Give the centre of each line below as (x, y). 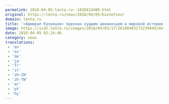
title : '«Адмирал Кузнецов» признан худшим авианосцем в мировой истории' (85, 24)
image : (12, 28)
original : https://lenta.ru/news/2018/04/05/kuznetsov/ (65, 14)
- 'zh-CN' (18, 75)
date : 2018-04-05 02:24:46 (33, 33)
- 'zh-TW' (18, 79)
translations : (20, 42)
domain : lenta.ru (23, 19)
